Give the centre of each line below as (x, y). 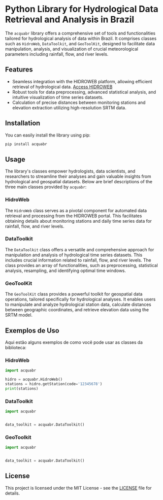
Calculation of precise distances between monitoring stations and (79, 102)
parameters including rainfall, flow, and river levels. (57, 54)
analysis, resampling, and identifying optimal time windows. (66, 270)
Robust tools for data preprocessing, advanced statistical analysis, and (84, 92)
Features (19, 70)
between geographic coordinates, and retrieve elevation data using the (77, 310)
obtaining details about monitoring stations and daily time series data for (79, 221)
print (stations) (22, 388)
